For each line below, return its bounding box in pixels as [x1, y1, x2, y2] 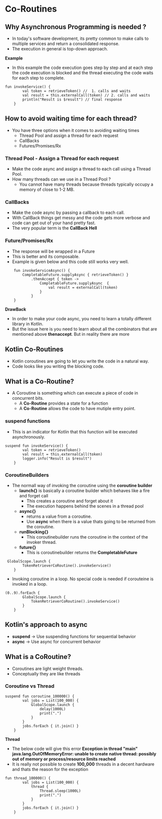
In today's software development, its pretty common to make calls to [12, 35, 149, 41]
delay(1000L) [39, 706, 66, 711]
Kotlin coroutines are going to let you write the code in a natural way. [12, 358, 149, 364]
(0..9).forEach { [5, 590, 40, 595]
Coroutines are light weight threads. [12, 666, 84, 672]
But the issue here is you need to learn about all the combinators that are [12, 326, 157, 332]
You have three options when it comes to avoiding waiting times [12, 127, 139, 133]
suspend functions [5, 418, 51, 425]
